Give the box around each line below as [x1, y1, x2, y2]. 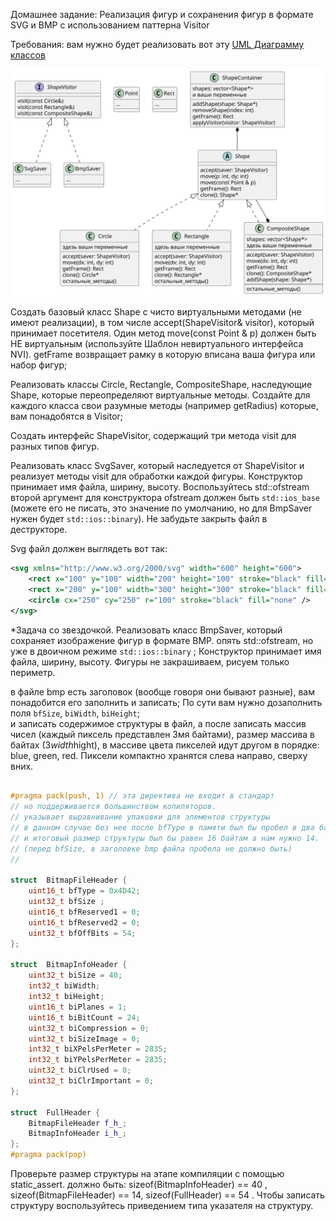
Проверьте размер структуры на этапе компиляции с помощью [10, 1168, 285, 1180]
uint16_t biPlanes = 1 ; [28, 1002, 128, 1012]
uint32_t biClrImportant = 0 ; [28, 1076, 155, 1086]
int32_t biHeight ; [28, 992, 105, 1002]
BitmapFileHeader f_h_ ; [28, 1118, 128, 1128]
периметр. [10, 666, 56, 678]
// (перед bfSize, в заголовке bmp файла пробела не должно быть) [10, 844, 293, 854]
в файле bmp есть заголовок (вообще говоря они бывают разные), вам [10, 685, 315, 698]
